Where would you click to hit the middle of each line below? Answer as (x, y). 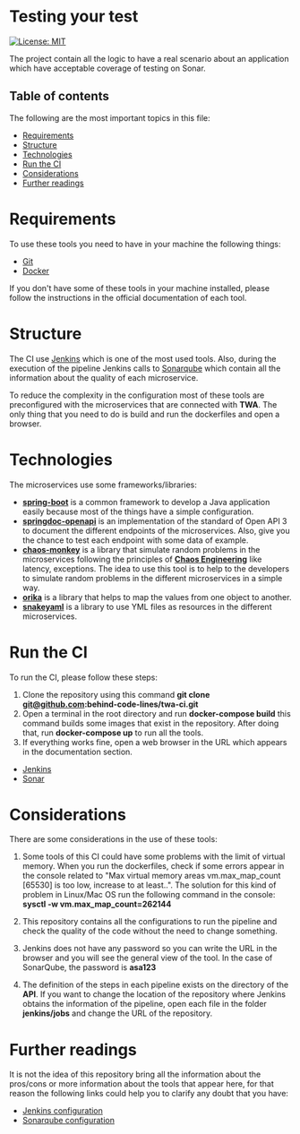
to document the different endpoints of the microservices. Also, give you (156, 530)
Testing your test (74, 17)
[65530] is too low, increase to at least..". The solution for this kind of (149, 885)
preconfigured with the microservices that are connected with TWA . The (143, 404)
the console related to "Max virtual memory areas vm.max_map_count (151, 876)
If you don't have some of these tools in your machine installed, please (140, 288)
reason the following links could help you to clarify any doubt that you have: (149, 1094)
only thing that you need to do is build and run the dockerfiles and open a (145, 414)
